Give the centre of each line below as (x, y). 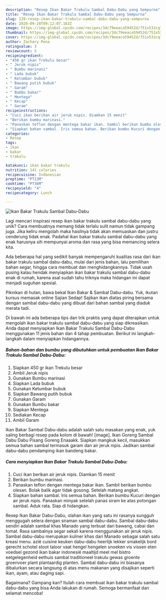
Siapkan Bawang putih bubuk (42, 394)
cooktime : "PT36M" (24, 184)
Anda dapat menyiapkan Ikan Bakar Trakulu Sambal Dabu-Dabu (70, 328)
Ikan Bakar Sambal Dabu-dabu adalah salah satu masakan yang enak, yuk (81, 429)
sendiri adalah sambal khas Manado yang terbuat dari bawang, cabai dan (80, 525)
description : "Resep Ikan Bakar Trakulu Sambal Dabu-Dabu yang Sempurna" (83, 10)
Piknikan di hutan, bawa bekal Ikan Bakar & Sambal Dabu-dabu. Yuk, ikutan (82, 292)
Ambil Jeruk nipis (30, 373)
